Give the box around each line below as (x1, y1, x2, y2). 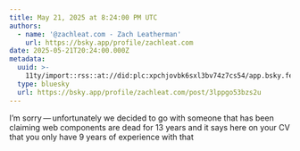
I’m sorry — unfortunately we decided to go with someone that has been (9, 113, 274, 123)
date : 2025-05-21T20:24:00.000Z (9, 46, 129, 55)
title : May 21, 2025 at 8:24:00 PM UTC (9, 13, 158, 22)
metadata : (9, 55, 46, 63)
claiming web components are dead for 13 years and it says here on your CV (9, 122, 290, 132)
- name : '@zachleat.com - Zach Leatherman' (17, 29, 181, 38)
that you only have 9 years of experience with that (9, 131, 194, 142)
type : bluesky (17, 80, 70, 88)
